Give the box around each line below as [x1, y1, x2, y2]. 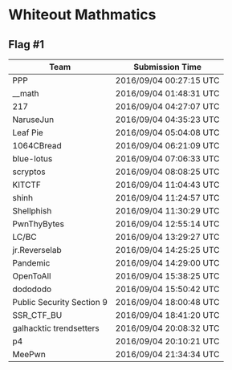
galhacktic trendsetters [12, 323, 100, 334]
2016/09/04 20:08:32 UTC [115, 323, 220, 334]
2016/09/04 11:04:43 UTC [115, 179, 220, 190]
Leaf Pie [12, 127, 44, 138]
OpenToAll [12, 270, 51, 282]
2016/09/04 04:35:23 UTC [115, 114, 220, 125]
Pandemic [12, 258, 51, 268]
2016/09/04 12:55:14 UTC [115, 218, 220, 230]
